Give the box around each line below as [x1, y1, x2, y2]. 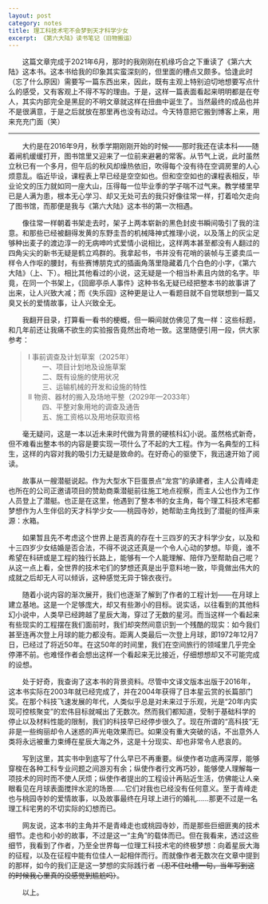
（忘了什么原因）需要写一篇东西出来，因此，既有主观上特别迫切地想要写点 [8, 77, 253, 86]
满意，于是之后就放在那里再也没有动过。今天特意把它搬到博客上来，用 [29, 107, 260, 117]
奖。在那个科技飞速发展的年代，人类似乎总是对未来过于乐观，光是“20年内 [8, 697, 251, 707]
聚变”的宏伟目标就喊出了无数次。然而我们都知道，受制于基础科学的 [35, 707, 257, 716]
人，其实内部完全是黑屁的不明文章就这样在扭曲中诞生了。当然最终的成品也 [8, 97, 253, 106]
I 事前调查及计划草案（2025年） [27, 352, 133, 362]
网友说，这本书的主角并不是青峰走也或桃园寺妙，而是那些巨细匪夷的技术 [22, 821, 260, 830]
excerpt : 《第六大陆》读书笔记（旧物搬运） [8, 34, 136, 42]
